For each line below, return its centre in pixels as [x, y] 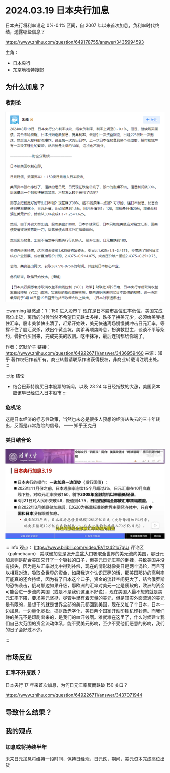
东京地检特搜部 [28, 70]
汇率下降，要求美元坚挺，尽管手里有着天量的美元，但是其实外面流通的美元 [87, 598]
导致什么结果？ [29, 712]
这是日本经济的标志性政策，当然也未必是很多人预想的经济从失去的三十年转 [83, 419]
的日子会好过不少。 [25, 630]
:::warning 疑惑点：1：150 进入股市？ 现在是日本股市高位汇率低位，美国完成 [84, 311]
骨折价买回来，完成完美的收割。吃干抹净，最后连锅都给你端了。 [80, 336]
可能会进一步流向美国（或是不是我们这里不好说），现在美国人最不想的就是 [82, 592]
